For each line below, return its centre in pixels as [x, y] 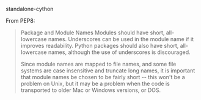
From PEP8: [20, 21]
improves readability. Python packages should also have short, [100, 46]
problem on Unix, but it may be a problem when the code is [95, 83]
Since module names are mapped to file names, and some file [98, 64]
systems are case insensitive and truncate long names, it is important [108, 71]
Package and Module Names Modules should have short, [93, 33]
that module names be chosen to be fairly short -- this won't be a [103, 77]
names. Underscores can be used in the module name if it [121, 39]
